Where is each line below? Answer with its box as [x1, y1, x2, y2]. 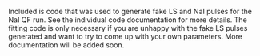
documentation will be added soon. [8, 40, 125, 50]
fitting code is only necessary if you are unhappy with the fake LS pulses [8, 24, 248, 32]
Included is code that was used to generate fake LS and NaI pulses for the [8, 7, 252, 16]
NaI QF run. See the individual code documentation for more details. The [8, 15, 248, 24]
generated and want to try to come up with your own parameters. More [8, 32, 242, 41]
